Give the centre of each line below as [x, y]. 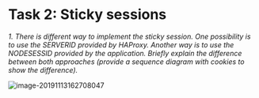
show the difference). [43, 70]
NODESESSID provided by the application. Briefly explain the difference [125, 53]
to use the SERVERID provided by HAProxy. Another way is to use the [121, 44]
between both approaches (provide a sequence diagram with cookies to [126, 62]
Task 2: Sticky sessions [88, 15]
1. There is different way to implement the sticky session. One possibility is [129, 36]
